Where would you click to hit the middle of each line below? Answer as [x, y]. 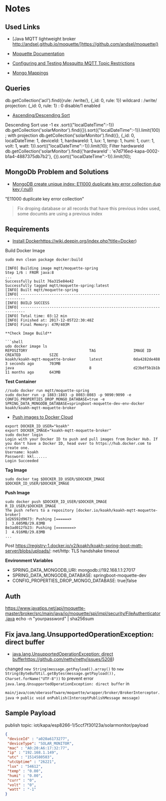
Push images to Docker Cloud [42, 417]
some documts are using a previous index [60, 214]
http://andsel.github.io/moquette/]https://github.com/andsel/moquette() [85, 44]
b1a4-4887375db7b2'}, [29, 156]
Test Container [21, 381]
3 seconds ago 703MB [33, 364]
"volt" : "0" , [22, 785]
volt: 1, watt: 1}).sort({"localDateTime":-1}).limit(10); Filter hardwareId [75, 146]
